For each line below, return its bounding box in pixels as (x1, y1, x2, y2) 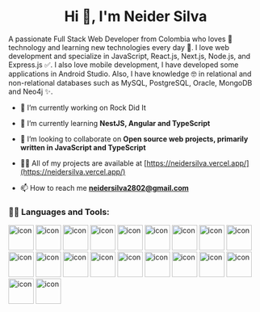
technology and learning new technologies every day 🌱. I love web (8, 42, 230, 52)
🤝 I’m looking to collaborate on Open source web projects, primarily (19, 133, 249, 144)
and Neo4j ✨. (8, 86, 53, 96)
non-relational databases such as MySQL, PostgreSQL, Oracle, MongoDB (8, 78, 253, 87)
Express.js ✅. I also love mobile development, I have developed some (8, 60, 239, 70)
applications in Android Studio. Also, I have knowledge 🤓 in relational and (8, 69, 252, 78)
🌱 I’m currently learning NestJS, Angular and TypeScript (19, 118, 211, 128)
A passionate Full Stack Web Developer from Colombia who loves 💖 (8, 34, 233, 44)
